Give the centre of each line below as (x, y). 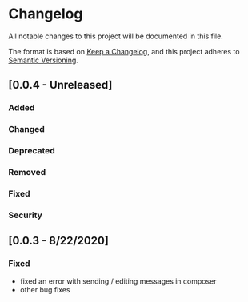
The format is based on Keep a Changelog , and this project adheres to (124, 51)
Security (25, 215)
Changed (27, 129)
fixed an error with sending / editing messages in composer (118, 281)
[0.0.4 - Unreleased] (60, 85)
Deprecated (32, 151)
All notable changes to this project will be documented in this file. (116, 36)
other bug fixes (45, 289)
